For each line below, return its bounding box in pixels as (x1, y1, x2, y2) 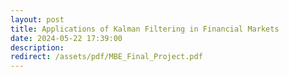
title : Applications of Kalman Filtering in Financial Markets (10, 24, 280, 34)
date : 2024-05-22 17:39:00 (10, 33, 123, 43)
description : (10, 42, 65, 53)
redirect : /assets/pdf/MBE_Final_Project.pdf (10, 52, 203, 62)
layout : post (10, 14, 65, 25)
